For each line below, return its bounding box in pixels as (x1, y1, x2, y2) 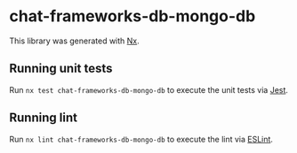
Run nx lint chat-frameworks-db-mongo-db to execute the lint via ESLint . (9, 134, 274, 144)
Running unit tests (9, 61, 113, 76)
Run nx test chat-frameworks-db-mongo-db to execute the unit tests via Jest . (9, 84, 289, 95)
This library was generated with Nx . (9, 35, 140, 46)
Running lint (9, 111, 78, 126)
